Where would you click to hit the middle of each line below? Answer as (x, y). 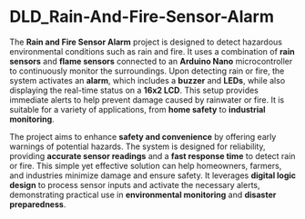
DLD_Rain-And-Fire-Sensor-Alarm (142, 17)
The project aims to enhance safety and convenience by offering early (143, 136)
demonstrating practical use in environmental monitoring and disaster (143, 194)
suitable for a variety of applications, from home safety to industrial (137, 109)
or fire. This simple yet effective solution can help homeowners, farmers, (146, 165)
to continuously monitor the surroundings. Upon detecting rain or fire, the (147, 71)
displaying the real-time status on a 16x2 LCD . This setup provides (134, 90)
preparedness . (38, 204)
